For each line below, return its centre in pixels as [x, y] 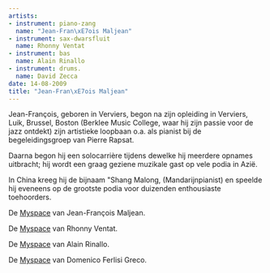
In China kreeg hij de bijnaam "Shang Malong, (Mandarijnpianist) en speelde [135, 180]
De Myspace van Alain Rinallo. [59, 245]
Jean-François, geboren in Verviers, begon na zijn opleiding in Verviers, [129, 114]
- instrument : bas [39, 53]
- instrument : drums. [45, 69]
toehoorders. [30, 197]
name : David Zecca [47, 76]
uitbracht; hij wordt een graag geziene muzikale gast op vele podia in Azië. [133, 164]
